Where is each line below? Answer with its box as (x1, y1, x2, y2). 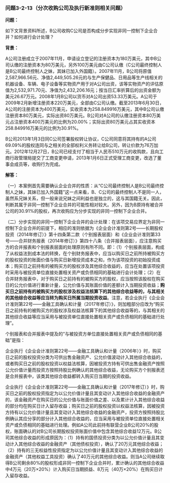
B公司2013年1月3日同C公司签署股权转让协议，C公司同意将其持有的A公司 (5, 136, 157, 142)
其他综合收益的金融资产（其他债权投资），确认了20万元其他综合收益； (18, 441, 164, 447)
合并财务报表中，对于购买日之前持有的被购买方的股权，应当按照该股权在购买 (5, 276, 165, 282)
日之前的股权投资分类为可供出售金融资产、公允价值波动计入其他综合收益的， (5, 354, 165, 360)
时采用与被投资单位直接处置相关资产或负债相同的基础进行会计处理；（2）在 (5, 269, 161, 275)
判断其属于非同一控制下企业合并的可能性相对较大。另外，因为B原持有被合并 (5, 202, 163, 208)
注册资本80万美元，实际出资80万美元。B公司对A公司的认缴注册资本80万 (5, 112, 157, 118)
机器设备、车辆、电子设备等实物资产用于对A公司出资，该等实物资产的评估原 (5, 81, 163, 87)
